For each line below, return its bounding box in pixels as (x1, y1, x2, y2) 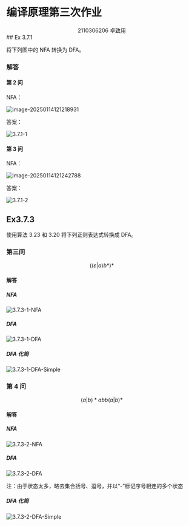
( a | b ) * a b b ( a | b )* (81, 396, 123, 404)
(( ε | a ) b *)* (90, 262, 114, 269)
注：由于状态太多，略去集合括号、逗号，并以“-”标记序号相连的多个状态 (6, 482, 184, 490)
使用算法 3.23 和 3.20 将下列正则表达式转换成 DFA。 (6, 231, 137, 239)
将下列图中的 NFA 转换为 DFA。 (6, 46, 85, 53)
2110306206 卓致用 (78, 27, 126, 34)
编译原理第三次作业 (6, 5, 102, 19)
